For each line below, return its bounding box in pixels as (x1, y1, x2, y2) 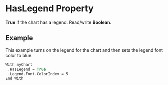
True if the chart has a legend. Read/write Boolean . (5, 19, 112, 25)
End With (5, 76, 24, 81)
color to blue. (5, 52, 33, 58)
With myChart (5, 62, 33, 67)
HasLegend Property (5, 3, 94, 14)
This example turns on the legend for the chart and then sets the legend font (5, 47, 163, 53)
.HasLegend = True (7, 67, 46, 72)
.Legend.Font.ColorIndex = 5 (7, 71, 69, 76)
